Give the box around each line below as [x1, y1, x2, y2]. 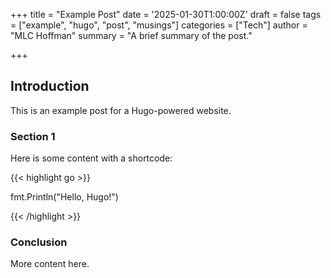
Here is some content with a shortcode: [10, 152, 173, 164]
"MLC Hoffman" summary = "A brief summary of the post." [10, 30, 253, 41]
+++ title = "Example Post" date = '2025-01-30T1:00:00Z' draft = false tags [10, 9, 322, 20]
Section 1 [10, 129, 56, 143]
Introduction [10, 78, 90, 95]
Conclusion [10, 235, 68, 249]
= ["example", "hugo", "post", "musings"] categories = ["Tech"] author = [10, 19, 308, 31]
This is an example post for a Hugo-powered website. [10, 104, 232, 116]
